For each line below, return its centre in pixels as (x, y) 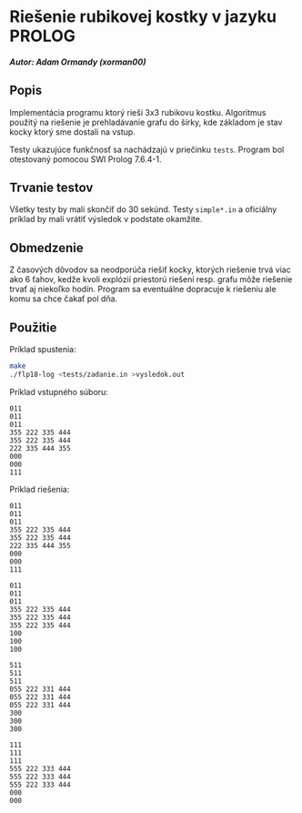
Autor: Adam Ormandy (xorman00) (78, 62)
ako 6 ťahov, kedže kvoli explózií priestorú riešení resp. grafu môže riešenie (151, 279)
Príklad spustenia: (43, 350)
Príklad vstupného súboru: (59, 391)
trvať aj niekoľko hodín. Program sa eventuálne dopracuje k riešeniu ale (143, 290)
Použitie (33, 327)
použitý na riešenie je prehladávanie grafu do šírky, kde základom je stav (146, 122)
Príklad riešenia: (40, 489)
